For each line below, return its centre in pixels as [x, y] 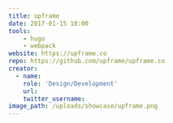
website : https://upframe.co [58, 53]
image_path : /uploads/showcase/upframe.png [83, 106]
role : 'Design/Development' [70, 83]
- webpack [40, 46]
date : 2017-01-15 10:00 [49, 23]
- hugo [34, 38]
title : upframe [34, 16]
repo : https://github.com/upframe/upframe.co [86, 61]
